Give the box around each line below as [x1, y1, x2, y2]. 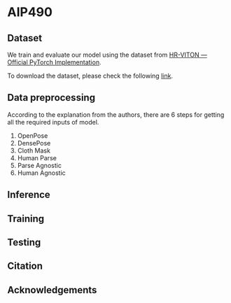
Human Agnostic [17, 169, 66, 177]
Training [7, 213, 45, 225]
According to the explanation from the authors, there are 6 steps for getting [7, 110, 225, 119]
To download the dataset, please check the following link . [7, 71, 174, 80]
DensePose [17, 139, 51, 147]
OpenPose [17, 131, 48, 140]
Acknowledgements [7, 284, 97, 296]
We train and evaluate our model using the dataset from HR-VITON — [7, 50, 208, 59]
